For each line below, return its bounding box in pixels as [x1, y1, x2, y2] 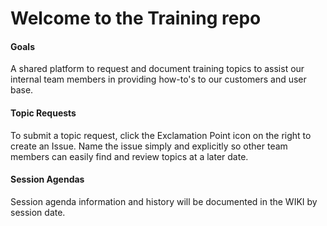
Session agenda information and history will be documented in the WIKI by [10, 195, 318, 207]
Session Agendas [10, 173, 85, 186]
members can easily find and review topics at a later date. [10, 150, 249, 162]
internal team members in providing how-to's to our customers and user [10, 73, 307, 86]
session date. [10, 206, 66, 218]
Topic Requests [10, 107, 77, 119]
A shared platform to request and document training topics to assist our [10, 63, 305, 75]
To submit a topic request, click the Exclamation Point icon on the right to [10, 129, 312, 141]
